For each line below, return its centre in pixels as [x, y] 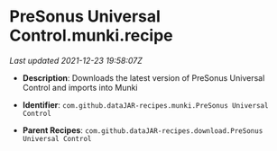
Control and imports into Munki [80, 87]
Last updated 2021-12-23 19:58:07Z [76, 60]
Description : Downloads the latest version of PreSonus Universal [143, 77]
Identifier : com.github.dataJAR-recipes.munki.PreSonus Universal [145, 104]
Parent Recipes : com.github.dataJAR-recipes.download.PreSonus [143, 130]
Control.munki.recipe [91, 36]
